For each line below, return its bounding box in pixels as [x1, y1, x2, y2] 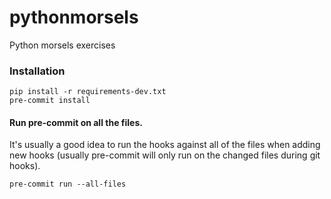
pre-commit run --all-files [9, 179, 127, 190]
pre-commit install [9, 96, 91, 106]
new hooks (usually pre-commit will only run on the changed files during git [9, 149, 321, 161]
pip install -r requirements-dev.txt [9, 87, 167, 97]
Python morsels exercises [9, 39, 116, 51]
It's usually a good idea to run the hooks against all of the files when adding [9, 139, 321, 151]
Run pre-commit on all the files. [9, 116, 143, 128]
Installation [9, 64, 66, 78]
